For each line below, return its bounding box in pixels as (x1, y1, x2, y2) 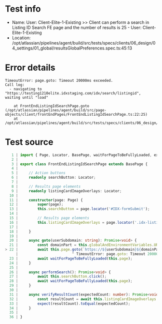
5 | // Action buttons (11, 170, 66, 175)
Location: (12, 35, 31, 41)
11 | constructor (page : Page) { (9, 198, 83, 202)
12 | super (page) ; (9, 202, 64, 207)
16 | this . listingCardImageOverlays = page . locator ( (9, 220, 135, 225)
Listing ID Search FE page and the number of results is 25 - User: (12, 24, 142, 30)
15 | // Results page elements (9, 216, 90, 221)
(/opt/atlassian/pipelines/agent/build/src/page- (5, 108, 107, 112)
